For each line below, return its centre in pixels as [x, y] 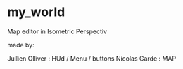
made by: [21, 45]
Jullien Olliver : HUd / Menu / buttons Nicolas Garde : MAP [92, 58]
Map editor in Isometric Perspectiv [57, 31]
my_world [36, 12]
